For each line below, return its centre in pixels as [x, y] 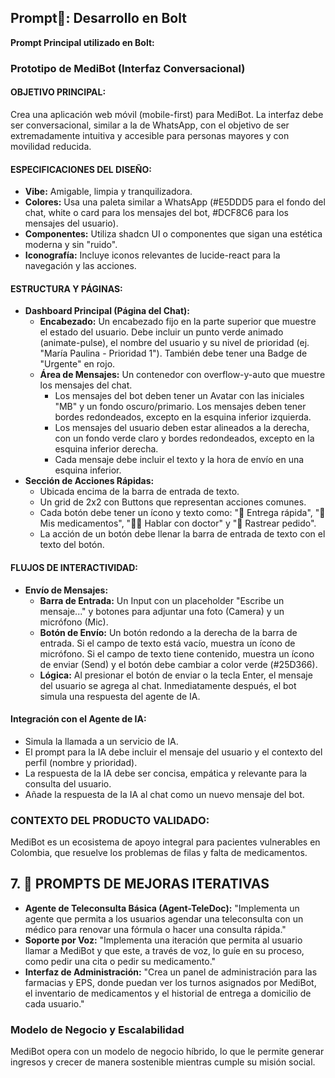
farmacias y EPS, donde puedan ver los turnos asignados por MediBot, [170, 982]
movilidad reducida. [51, 146]
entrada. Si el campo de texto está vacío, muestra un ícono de [167, 643]
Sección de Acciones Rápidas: [89, 481]
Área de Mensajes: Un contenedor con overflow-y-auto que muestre [182, 375]
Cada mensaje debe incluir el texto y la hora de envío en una [179, 460]
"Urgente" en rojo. [77, 364]
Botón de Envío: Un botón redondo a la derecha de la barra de [168, 632]
